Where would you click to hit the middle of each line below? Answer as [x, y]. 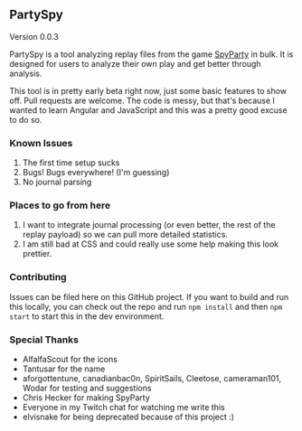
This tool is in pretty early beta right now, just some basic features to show [148, 90]
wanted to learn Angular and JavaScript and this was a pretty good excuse [148, 110]
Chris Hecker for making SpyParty [86, 398]
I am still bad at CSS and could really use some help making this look [150, 244]
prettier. [37, 254]
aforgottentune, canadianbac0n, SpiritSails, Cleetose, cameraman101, [152, 378]
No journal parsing [57, 182]
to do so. [26, 119]
